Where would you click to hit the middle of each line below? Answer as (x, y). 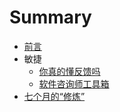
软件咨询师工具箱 (74, 83)
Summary (50, 17)
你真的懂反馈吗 (69, 71)
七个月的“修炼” (54, 96)
